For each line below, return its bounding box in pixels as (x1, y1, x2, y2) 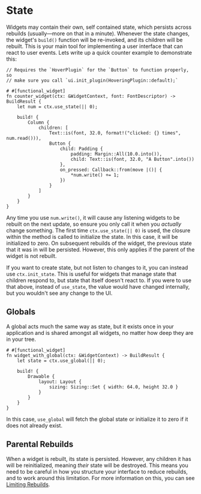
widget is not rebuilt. (6, 252, 57, 259)
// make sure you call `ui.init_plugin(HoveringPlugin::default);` (6, 77, 179, 83)
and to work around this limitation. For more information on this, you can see (6, 474, 195, 481)
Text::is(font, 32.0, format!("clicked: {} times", (49, 130, 181, 136)
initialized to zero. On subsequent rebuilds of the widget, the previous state (6, 239, 192, 247)
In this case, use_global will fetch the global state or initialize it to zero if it (6, 415, 188, 423)
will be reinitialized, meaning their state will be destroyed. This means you (6, 462, 188, 469)
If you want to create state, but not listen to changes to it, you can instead (6, 264, 188, 271)
